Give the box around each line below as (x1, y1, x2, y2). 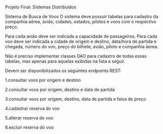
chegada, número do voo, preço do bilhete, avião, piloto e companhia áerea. (5, 44, 159, 49)
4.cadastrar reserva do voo (5, 106, 60, 111)
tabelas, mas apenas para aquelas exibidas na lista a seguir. (5, 58, 125, 64)
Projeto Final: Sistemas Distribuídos (5, 4, 77, 10)
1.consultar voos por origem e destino (5, 77, 81, 83)
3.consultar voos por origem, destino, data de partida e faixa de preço (5, 96, 146, 102)
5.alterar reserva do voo (5, 115, 54, 121)
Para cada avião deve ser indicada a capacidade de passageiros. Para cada (5, 34, 158, 39)
